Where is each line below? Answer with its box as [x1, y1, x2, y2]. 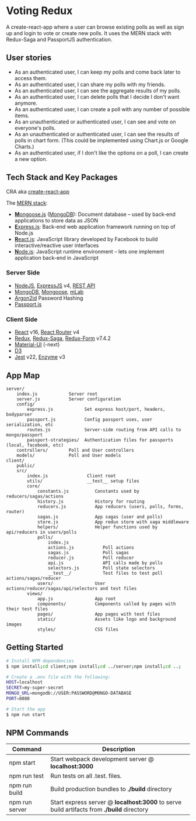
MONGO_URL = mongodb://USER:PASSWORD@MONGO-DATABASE [6, 691, 132, 696]
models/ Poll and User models [16, 452, 121, 458]
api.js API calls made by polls [47, 560, 163, 566]
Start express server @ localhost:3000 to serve [50, 798, 182, 806]
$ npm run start [6, 712, 45, 717]
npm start [9, 759, 36, 767]
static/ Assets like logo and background [37, 616, 176, 622]
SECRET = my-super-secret [6, 685, 64, 691]
